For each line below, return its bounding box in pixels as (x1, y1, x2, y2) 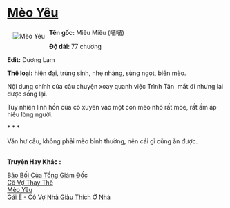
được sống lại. (7, 90, 48, 98)
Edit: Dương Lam (7, 55, 55, 63)
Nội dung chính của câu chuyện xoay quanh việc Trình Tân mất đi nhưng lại (7, 82, 223, 90)
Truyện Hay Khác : (7, 157, 61, 166)
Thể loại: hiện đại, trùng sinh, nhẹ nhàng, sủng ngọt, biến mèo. (7, 69, 186, 77)
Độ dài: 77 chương (49, 42, 102, 50)
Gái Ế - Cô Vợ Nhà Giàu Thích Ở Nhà (7, 193, 111, 201)
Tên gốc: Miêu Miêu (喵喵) (49, 28, 124, 37)
